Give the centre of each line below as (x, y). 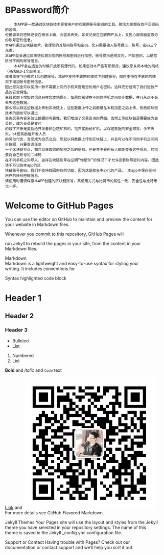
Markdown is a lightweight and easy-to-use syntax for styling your (72, 263)
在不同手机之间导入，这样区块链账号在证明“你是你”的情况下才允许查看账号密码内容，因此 (82, 160)
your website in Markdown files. (37, 224)
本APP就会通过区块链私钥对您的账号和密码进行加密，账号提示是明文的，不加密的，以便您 (81, 55)
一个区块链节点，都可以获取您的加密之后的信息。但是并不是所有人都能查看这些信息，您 (80, 150)
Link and (14, 507)
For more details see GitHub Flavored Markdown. (55, 513)
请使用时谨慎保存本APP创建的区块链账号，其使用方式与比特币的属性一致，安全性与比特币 (81, 181)
